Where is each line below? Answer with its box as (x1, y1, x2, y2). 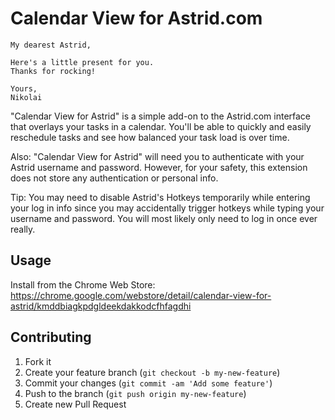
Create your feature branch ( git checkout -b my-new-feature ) (24, 366, 281, 378)
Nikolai (10, 92, 43, 102)
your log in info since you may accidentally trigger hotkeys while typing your (10, 202, 325, 214)
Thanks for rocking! (10, 66, 97, 76)
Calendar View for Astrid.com (10, 7, 263, 30)
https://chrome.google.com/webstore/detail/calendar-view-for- (10, 289, 272, 301)
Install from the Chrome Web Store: (10, 278, 156, 291)
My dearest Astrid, (10, 40, 92, 50)
